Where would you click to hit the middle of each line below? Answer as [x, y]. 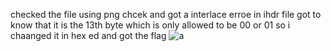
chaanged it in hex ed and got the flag [88, 35]
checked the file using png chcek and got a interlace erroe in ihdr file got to [166, 14]
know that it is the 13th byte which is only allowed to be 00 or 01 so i [150, 25]
